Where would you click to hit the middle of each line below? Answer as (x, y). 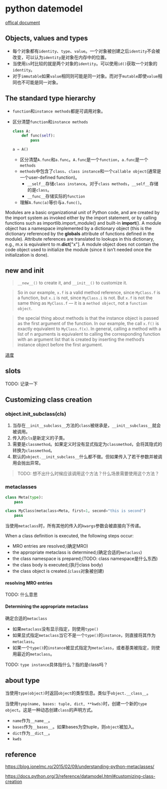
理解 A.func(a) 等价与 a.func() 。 (52, 203)
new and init (24, 271)
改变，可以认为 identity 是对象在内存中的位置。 (61, 57)
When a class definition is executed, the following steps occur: (69, 536)
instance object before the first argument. (60, 344)
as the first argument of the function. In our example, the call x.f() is (88, 323)
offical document (23, 23)
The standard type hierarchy (51, 98)
